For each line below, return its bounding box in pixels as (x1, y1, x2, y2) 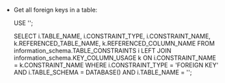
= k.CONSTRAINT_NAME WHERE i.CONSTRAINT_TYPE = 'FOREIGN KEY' (13, 61, 219, 69)
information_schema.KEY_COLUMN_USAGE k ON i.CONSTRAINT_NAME (13, 54, 217, 62)
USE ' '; (13, 19, 34, 27)
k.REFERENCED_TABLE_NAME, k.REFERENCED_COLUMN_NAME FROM (13, 39, 215, 47)
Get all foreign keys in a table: (13, 6, 98, 14)
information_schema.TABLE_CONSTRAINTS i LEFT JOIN (13, 47, 172, 54)
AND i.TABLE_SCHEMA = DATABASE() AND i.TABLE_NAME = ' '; (13, 68, 192, 76)
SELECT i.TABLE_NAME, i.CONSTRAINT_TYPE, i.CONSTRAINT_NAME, (13, 32, 211, 40)
